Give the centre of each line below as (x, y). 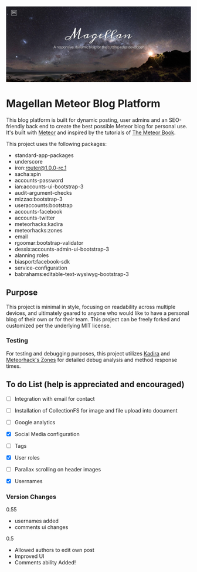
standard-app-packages (44, 155)
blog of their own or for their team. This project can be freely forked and (93, 319)
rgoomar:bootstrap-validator (49, 242)
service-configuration (41, 268)
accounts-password (39, 180)
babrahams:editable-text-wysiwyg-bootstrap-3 (72, 274)
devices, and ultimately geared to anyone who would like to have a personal (98, 313)
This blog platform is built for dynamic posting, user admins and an (87, 120)
